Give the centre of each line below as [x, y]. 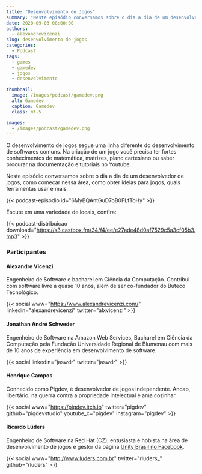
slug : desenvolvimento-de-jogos [47, 40]
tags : [13, 56]
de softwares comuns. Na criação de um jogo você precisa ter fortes [91, 152]
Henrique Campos [29, 376]
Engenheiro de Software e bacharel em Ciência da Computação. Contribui [98, 280]
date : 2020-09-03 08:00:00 [40, 23]
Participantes [26, 252]
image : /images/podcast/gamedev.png [57, 95]
